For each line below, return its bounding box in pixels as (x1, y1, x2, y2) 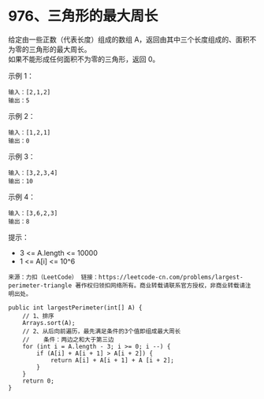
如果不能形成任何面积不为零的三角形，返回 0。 (8, 54, 160, 64)
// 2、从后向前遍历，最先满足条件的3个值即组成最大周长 (22, 327, 181, 335)
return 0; (22, 377, 55, 385)
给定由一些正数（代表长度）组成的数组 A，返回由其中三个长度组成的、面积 (8, 35, 250, 44)
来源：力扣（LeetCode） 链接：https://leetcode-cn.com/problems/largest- (8, 273, 244, 281)
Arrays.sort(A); (22, 319, 76, 327)
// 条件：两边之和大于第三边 (22, 335, 114, 343)
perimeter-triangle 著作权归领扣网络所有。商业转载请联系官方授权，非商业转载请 (8, 281, 246, 290)
